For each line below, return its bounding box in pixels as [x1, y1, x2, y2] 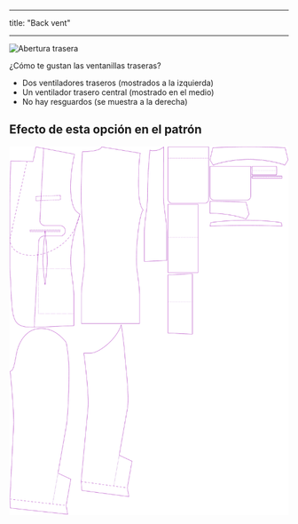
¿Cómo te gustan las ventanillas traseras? [9, 60, 161, 71]
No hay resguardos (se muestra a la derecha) [21, 97, 188, 107]
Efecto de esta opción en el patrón [9, 122, 202, 138]
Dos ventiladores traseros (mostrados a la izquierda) [21, 77, 215, 88]
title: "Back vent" [9, 18, 71, 28]
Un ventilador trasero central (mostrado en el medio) [21, 87, 215, 98]
